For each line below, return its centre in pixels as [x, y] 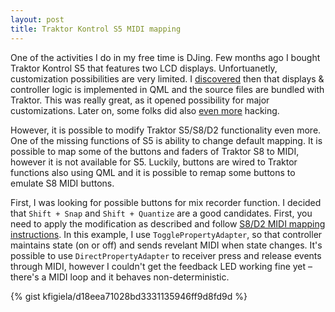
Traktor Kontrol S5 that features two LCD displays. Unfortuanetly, [144, 68]
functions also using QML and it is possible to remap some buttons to [153, 172]
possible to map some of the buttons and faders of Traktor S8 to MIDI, [155, 151]
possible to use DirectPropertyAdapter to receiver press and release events [166, 255]
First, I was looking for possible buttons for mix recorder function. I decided [166, 202]
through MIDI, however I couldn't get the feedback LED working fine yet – [161, 266]
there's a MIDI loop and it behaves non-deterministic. [120, 277]
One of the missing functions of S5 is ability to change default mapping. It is [166, 140]
